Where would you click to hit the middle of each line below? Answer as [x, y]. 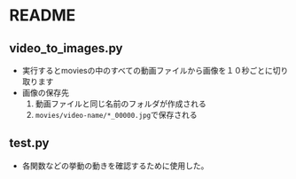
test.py [29, 143]
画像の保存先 [45, 93]
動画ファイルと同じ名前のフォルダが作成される [121, 104]
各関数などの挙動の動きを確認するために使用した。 [115, 166]
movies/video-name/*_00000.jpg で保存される [116, 115]
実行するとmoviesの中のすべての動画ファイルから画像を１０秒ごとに [147, 70]
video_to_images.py [66, 48]
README [43, 16]
